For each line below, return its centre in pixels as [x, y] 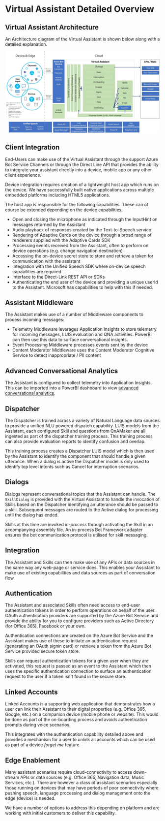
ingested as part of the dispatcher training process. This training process [79, 436]
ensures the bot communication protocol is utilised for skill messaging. [77, 535]
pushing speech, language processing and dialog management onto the [78, 793]
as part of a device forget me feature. [43, 745]
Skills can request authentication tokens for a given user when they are [77, 661]
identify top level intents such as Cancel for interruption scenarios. [72, 467]
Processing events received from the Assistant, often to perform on [80, 245]
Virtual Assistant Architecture [52, 27]
